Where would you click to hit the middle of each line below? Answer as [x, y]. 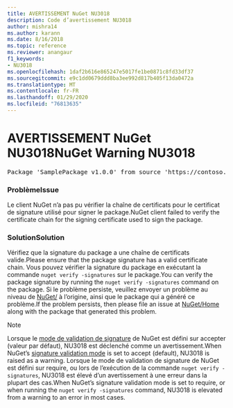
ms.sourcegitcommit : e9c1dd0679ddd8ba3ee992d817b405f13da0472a [101, 78]
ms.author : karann [34, 33]
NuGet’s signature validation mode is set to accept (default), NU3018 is [109, 353]
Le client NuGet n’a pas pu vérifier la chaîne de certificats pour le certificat [113, 205]
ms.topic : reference [37, 46]
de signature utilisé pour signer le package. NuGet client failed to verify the [113, 212]
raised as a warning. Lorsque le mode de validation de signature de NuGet [113, 361]
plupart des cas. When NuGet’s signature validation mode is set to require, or [116, 383]
